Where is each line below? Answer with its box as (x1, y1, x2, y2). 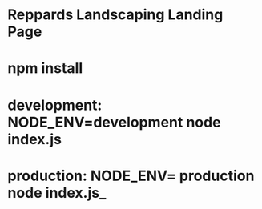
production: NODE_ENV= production (7, 167, 255, 185)
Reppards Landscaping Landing (7, 6, 224, 24)
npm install (7, 59, 83, 78)
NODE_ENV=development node (7, 113, 221, 131)
